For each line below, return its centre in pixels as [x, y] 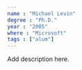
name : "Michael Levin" [42, 14]
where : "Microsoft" [37, 33]
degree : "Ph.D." [32, 20]
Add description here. [38, 59]
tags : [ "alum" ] [31, 40]
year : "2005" [28, 26]
